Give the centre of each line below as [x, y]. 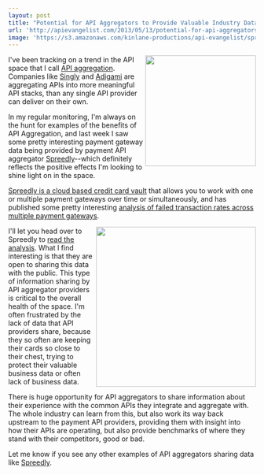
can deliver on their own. [48, 102]
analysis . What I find [41, 248]
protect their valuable [43, 365]
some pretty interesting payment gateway [76, 142]
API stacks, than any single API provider [73, 93]
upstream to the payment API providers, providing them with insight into [125, 422]
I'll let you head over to [45, 231]
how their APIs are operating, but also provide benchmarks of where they [127, 431]
